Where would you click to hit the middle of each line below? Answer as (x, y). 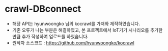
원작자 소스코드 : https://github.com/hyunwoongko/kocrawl (73, 43)
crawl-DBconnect (43, 9)
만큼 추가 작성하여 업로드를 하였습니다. (50, 36)
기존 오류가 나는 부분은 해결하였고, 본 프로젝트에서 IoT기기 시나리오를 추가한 (87, 30)
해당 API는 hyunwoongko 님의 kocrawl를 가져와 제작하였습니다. (76, 23)
